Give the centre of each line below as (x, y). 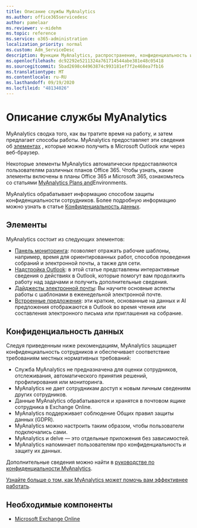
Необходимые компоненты (60, 505)
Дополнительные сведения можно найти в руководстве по (80, 462)
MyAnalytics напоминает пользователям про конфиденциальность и (100, 444)
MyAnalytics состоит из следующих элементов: (65, 239)
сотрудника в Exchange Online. (53, 407)
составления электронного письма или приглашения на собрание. (98, 313)
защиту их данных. (38, 451)
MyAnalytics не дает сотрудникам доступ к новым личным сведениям (103, 388)
